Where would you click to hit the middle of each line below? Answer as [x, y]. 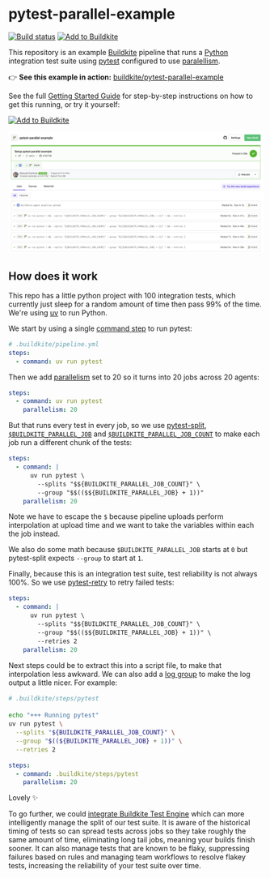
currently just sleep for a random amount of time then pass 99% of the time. [135, 304]
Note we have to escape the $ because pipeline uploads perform [116, 516]
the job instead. [34, 534]
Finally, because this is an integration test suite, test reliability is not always [133, 574]
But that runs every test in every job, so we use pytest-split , [108, 426]
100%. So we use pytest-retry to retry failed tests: [91, 582]
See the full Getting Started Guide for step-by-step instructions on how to [131, 96]
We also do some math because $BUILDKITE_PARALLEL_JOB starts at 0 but [128, 550]
